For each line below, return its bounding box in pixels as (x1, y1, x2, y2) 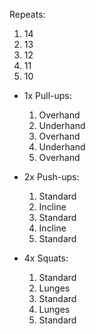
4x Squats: (23, 252, 69, 264)
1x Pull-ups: (23, 90, 72, 101)
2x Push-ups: (23, 171, 80, 183)
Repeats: (9, 9, 46, 20)
